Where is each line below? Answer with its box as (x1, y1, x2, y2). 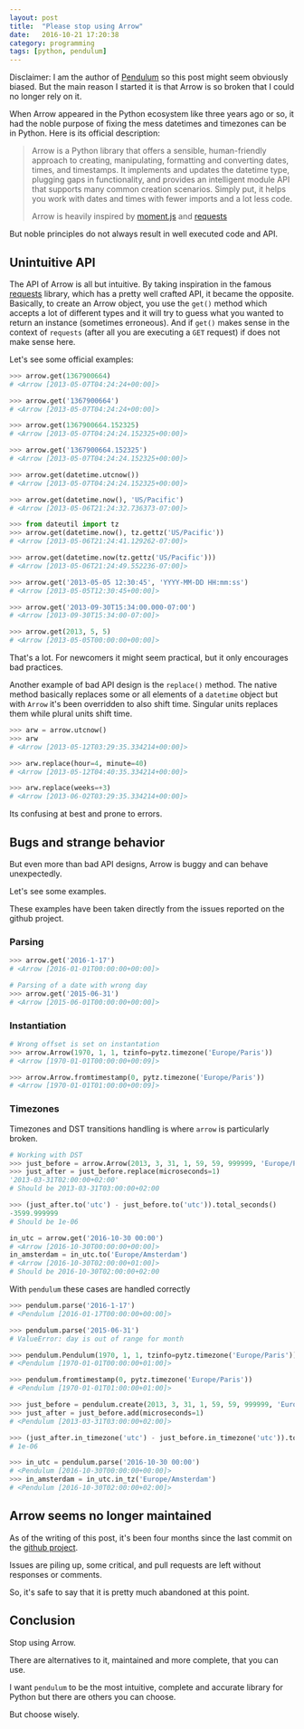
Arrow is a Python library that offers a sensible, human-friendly (31, 146, 267, 157)
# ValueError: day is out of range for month (9, 1334, 184, 1343)
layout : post (9, 13, 59, 23)
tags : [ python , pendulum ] (9, 47, 107, 56)
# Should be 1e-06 (9, 1217, 79, 1227)
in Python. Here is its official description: (9, 128, 161, 139)
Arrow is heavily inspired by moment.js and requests (31, 211, 228, 222)
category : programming (9, 38, 95, 48)
